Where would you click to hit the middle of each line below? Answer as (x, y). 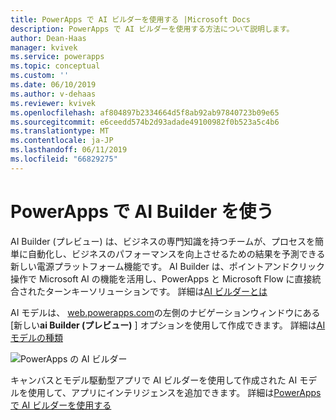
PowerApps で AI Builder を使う (142, 211)
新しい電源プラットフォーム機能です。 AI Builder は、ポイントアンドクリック (168, 266)
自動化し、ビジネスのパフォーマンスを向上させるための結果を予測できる (176, 253)
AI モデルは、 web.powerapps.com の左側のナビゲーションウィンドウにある (165, 312)
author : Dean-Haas (48, 38)
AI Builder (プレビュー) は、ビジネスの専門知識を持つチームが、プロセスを (162, 241)
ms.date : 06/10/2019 (53, 85)
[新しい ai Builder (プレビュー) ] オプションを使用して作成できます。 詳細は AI (168, 325)
